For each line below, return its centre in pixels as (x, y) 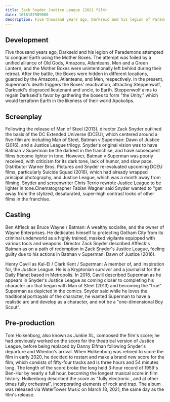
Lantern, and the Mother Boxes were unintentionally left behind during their (83, 69)
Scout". (13, 307)
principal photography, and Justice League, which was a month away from (83, 177)
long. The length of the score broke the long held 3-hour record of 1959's (82, 367)
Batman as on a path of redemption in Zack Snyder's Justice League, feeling (85, 249)
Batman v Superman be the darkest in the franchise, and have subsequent (83, 150)
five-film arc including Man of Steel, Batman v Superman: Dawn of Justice (82, 140)
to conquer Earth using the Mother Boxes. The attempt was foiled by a (78, 58)
